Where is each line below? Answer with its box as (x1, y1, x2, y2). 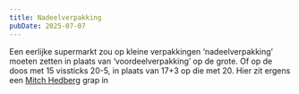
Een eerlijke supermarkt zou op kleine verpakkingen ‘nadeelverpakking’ (9, 46, 274, 56)
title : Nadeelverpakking (9, 13, 102, 22)
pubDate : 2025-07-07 (9, 21, 87, 30)
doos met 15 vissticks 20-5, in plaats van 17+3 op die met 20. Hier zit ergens (9, 64, 291, 76)
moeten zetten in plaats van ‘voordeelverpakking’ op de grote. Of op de (9, 56, 273, 66)
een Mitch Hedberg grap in (9, 74, 109, 85)
